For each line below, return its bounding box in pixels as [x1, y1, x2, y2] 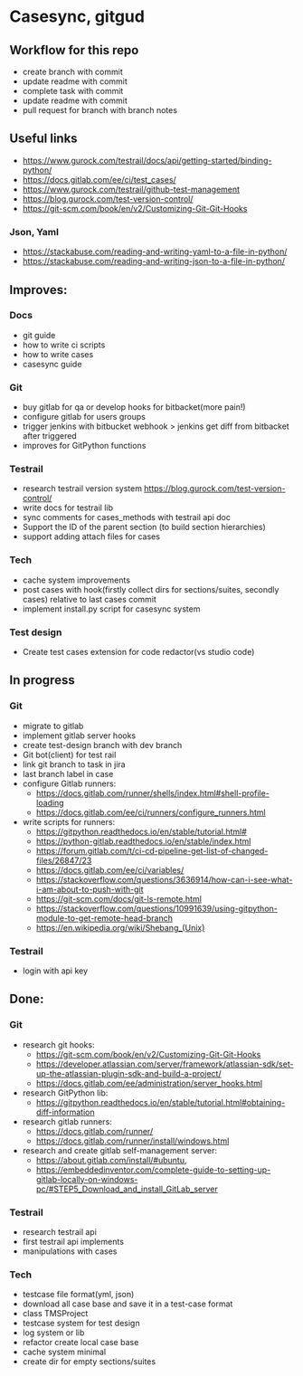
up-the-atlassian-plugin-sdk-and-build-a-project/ [35, 1068, 222, 1078]
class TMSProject [22, 1308, 89, 1319]
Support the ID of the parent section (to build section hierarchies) [22, 522, 266, 533]
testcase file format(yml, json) [22, 1289, 135, 1300]
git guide [22, 329, 56, 340]
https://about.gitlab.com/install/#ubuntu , [35, 1154, 187, 1165]
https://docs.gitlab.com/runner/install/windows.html [35, 1135, 230, 1146]
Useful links [9, 131, 79, 147]
